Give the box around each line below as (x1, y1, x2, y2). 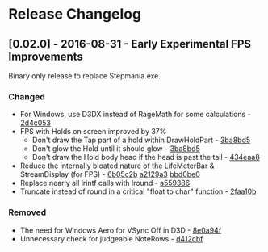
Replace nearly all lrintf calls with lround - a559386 (19, 178, 191, 188)
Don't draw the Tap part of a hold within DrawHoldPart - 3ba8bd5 (31, 135, 251, 145)
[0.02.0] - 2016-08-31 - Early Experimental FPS (8, 37, 252, 51)
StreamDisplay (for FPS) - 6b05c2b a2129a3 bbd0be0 (19, 170, 200, 179)
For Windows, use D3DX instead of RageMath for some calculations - (19, 110, 252, 120)
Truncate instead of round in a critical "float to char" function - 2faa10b (19, 187, 257, 196)
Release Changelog (8, 5, 142, 23)
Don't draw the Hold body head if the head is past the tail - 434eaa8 (31, 153, 260, 162)
